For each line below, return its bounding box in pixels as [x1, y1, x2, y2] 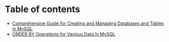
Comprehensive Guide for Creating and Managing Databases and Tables [12, 20, 164, 26]
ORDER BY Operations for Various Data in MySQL [12, 31, 116, 37]
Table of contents [5, 4, 81, 15]
